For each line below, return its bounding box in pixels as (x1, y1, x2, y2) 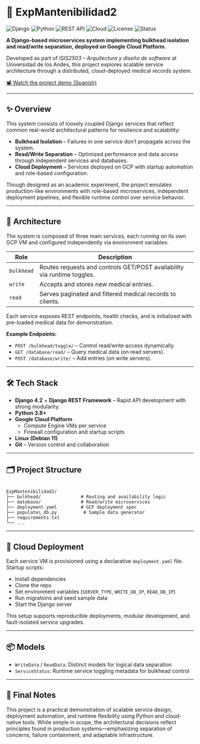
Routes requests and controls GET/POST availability (39, 263, 185, 271)
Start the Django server (14, 601, 73, 608)
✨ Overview (6, 104, 52, 114)
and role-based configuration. (14, 169, 89, 176)
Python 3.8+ (14, 409, 46, 416)
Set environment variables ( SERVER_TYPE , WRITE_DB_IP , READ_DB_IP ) (14, 588, 176, 595)
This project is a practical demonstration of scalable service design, (6, 706, 173, 713)
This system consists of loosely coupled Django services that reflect (6, 120, 174, 127)
